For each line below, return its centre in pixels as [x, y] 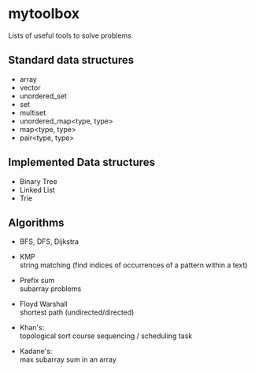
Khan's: [32, 328]
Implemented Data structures [82, 162]
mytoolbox [44, 14]
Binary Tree [38, 181]
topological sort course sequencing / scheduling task [106, 336]
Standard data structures [71, 60]
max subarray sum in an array [68, 359]
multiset [33, 112]
